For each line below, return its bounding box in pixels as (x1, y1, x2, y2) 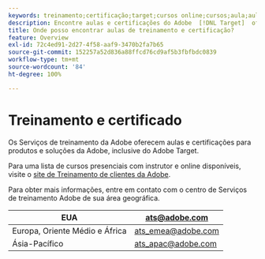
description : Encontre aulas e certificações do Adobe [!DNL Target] (8, 19, 245, 27)
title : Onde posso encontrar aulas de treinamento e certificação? (8, 26, 235, 34)
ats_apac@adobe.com (134, 238, 217, 249)
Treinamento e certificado (8, 111, 183, 129)
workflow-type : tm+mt (8, 56, 80, 64)
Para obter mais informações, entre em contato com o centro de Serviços (8, 185, 247, 194)
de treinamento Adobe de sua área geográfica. (8, 193, 160, 202)
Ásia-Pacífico (12, 238, 64, 249)
